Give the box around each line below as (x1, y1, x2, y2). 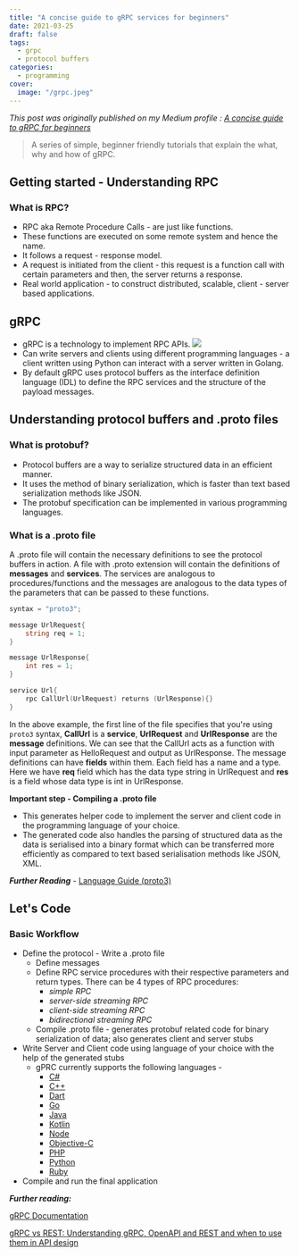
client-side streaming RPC (48, 1005, 145, 1016)
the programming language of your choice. (21, 819, 180, 831)
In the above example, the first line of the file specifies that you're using (9, 718, 273, 729)
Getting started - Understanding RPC (9, 174, 219, 189)
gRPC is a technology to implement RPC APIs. (21, 339, 191, 349)
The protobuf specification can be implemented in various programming (21, 497, 287, 507)
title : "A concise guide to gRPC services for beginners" (9, 13, 229, 22)
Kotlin (48, 1119, 71, 1130)
